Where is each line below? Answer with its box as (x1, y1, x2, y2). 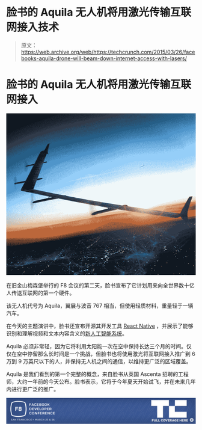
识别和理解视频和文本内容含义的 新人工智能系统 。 (6, 330, 127, 337)
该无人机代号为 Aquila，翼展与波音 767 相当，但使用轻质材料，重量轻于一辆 (6, 302, 194, 309)
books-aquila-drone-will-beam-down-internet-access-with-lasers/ (20, 55, 188, 62)
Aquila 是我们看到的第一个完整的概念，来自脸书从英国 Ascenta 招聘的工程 (6, 370, 189, 378)
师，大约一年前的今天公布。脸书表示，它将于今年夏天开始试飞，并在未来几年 (6, 378, 196, 385)
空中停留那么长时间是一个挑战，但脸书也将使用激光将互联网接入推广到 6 (16, 350, 195, 357)
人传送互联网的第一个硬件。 (6, 289, 75, 296)
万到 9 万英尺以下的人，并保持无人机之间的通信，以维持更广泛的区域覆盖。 (6, 357, 192, 364)
